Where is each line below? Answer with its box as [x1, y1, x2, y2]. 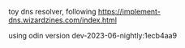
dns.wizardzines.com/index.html [8, 15, 118, 25]
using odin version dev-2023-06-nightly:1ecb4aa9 [8, 31, 177, 40]
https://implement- [97, 7, 161, 16]
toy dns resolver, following [8, 7, 97, 16]
